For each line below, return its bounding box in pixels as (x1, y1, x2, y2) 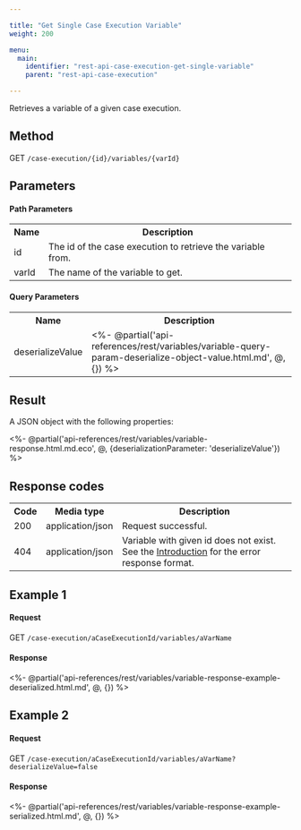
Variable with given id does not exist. (122, 535, 276, 547)
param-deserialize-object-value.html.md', (90, 351, 273, 364)
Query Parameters (9, 292, 80, 302)
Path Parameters (9, 203, 73, 214)
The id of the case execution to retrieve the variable (47, 241, 266, 253)
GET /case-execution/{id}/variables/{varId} (9, 152, 180, 163)
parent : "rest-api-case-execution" (25, 71, 159, 80)
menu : (9, 46, 30, 55)
